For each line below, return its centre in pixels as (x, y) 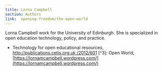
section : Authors (23, 14)
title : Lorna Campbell (29, 10)
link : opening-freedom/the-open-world (47, 19)
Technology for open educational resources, (58, 48)
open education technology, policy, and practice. (55, 38)
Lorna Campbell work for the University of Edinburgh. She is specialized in (81, 33)
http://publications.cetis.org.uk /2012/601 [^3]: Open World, (73, 53)
